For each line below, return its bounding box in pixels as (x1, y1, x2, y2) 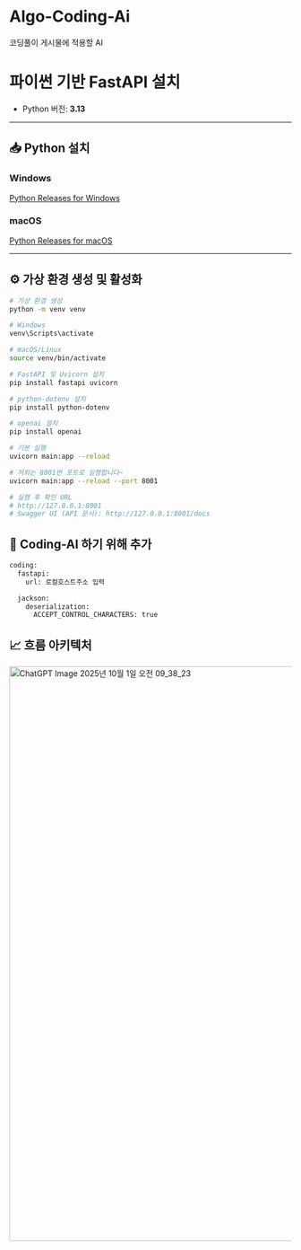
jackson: (17, 594, 50, 603)
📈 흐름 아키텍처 (9, 638, 92, 653)
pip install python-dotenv (9, 402, 110, 412)
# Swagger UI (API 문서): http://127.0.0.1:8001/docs (9, 509, 211, 518)
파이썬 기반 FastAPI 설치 (9, 72, 181, 92)
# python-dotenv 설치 (9, 394, 87, 403)
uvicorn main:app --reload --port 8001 (9, 476, 159, 486)
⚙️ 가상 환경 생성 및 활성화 (9, 272, 142, 287)
